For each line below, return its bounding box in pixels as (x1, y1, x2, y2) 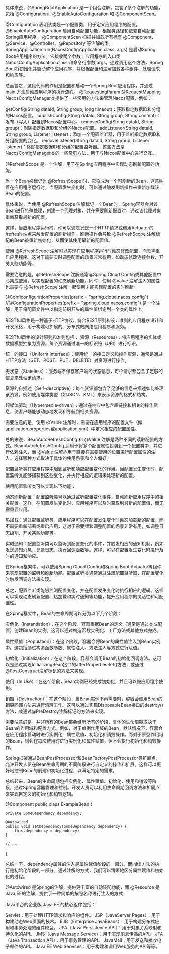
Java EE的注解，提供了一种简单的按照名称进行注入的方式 (5, 890, 123, 896)
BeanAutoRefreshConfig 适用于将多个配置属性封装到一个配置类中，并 (14, 443, 158, 448)
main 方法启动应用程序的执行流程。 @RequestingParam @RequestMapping (5, 89, 161, 95)
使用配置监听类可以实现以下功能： (5, 483, 76, 489)
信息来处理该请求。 (5, 375, 45, 380)
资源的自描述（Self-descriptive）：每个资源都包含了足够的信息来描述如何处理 (5, 385, 164, 391)
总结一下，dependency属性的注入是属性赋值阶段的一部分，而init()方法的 (5, 861, 155, 867)
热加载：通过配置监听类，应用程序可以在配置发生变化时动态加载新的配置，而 (5, 517, 164, 523)
